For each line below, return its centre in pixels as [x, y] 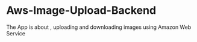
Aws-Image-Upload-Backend [81, 10]
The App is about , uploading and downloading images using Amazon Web [99, 27]
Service [16, 33]
